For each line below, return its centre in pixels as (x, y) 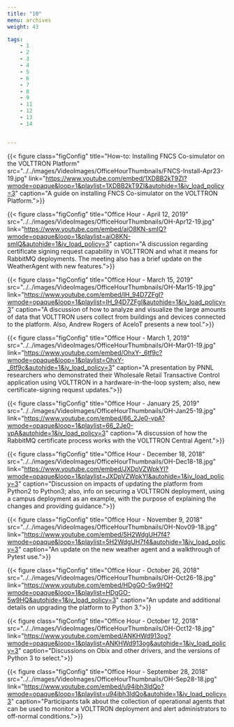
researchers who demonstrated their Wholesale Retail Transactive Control (114, 375)
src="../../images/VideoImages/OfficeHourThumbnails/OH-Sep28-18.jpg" (112, 679)
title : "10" (24, 14)
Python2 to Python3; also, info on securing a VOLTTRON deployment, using (116, 491)
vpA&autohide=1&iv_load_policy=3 (57, 433)
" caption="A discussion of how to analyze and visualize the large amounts (118, 309)
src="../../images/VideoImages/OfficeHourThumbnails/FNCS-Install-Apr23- (115, 171)
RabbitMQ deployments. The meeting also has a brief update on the (105, 259)
